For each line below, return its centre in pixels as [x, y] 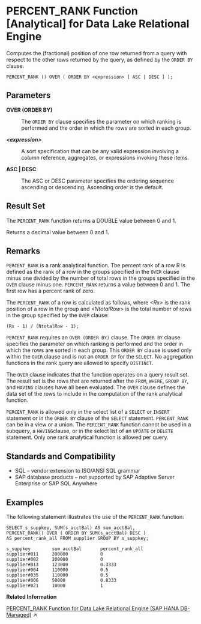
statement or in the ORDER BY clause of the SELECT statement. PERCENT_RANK [97, 418]
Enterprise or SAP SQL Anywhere [56, 483]
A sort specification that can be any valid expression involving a [100, 151]
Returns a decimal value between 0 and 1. [58, 232]
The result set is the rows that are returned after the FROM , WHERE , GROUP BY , [97, 381]
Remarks [23, 251]
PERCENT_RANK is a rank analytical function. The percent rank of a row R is [96, 265]
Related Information [31, 597]
